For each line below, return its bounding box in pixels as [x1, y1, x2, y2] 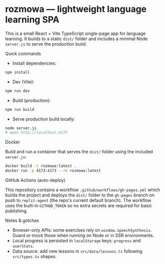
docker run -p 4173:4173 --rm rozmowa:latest [5, 168, 101, 173]
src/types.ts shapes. [12, 254, 57, 260]
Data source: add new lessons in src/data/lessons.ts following [12, 248, 143, 254]
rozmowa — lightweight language [5, 3, 147, 15]
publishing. [5, 208, 28, 214]
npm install [5, 69, 30, 75]
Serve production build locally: [12, 116, 76, 122]
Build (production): [12, 97, 51, 103]
